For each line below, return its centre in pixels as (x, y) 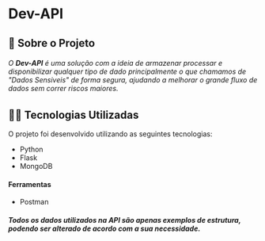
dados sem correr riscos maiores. (63, 89)
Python (31, 149)
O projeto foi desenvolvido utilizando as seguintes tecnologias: (110, 134)
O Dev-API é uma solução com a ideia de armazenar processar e (115, 63)
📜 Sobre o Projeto (52, 43)
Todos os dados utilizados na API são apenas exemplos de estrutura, (125, 220)
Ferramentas (30, 184)
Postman (34, 202)
